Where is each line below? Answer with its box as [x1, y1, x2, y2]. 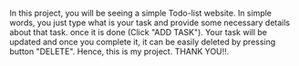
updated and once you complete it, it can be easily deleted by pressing [9, 36, 276, 47]
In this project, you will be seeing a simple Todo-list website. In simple [9, 8, 272, 18]
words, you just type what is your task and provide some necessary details [9, 17, 290, 28]
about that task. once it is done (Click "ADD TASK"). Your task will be [9, 27, 267, 37]
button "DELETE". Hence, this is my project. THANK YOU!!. [9, 46, 230, 57]
